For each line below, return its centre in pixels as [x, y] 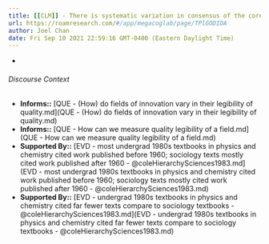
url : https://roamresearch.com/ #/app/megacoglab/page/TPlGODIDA [118, 23]
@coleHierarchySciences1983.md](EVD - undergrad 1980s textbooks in [138, 214]
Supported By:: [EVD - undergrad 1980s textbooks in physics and [128, 198]
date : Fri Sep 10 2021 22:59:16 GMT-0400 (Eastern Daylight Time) [121, 38]
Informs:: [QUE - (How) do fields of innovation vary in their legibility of [137, 104]
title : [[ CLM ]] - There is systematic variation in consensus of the [127, 16]
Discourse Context [39, 79]
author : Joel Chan [39, 30]
